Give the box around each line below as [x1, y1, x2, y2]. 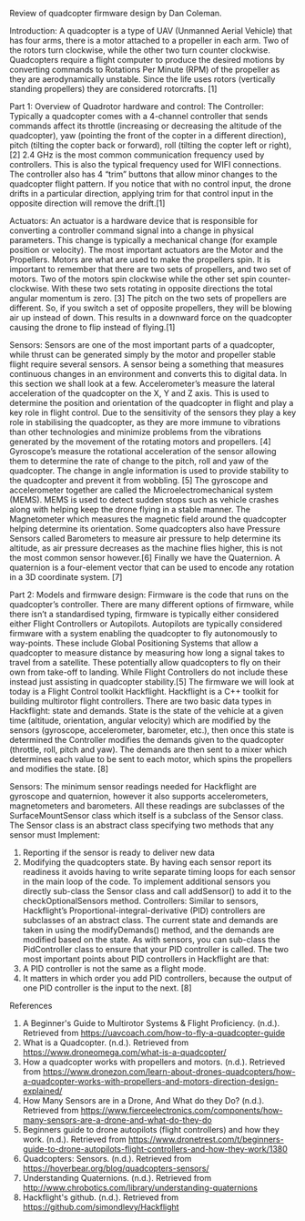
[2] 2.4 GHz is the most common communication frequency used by [9, 149, 265, 160]
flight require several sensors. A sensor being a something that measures [9, 359, 284, 370]
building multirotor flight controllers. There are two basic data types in [9, 696, 272, 707]
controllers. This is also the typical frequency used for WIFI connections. [9, 159, 282, 169]
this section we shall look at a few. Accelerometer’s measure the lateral [9, 378, 276, 389]
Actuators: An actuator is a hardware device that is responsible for [9, 216, 258, 226]
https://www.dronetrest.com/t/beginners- [127, 1134, 284, 1145]
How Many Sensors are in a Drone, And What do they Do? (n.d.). [22, 1095, 265, 1105]
